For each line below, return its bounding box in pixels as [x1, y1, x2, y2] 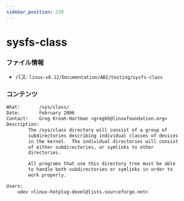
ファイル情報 [6, 58, 44, 67]
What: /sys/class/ [6, 104, 69, 111]
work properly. [28, 172, 67, 178]
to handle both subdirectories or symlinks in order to [28, 166, 173, 173]
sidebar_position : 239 [6, 9, 64, 15]
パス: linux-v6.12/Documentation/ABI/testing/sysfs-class [15, 73, 163, 81]
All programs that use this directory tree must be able [28, 161, 175, 167]
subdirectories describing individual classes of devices [28, 133, 179, 139]
